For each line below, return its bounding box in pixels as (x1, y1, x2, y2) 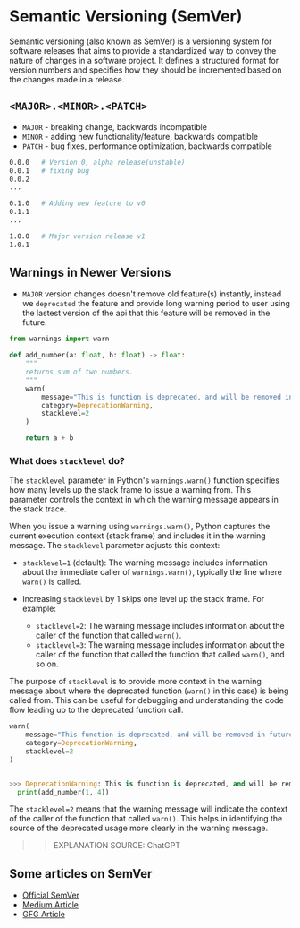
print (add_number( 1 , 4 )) (17, 787, 110, 796)
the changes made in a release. (9, 73, 125, 84)
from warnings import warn (9, 334, 110, 344)
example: (21, 603, 56, 614)
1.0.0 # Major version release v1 (9, 231, 146, 241)
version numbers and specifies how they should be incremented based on (9, 64, 283, 75)
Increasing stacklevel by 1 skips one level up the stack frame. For (21, 594, 265, 605)
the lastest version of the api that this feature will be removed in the (21, 307, 271, 319)
